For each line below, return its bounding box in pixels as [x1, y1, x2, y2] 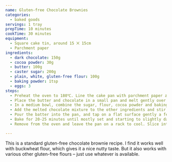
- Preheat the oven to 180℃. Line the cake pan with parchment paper [10, 93, 163, 98]
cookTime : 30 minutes [5, 31, 52, 36]
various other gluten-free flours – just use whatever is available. [5, 151, 140, 157]
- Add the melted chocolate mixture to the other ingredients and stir [10, 107, 166, 112]
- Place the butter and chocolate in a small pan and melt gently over [10, 98, 166, 103]
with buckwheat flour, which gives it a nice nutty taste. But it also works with [5, 145, 166, 151]
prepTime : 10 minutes [5, 27, 52, 32]
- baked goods [10, 17, 40, 22]
